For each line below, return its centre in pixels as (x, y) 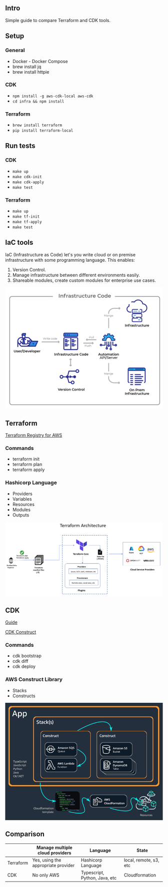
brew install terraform (37, 125)
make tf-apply (27, 222)
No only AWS (46, 875)
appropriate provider (53, 865)
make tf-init (26, 217)
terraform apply (28, 470)
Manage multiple (54, 847)
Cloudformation (140, 875)
